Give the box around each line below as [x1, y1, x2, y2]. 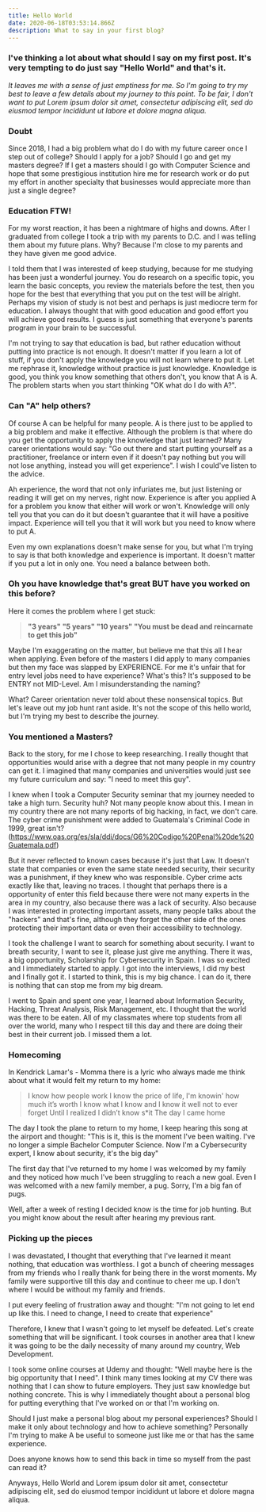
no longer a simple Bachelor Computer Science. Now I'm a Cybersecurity [8, 1140, 248, 1150]
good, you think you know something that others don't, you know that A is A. [8, 372, 258, 381]
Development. [8, 1349, 54, 1358]
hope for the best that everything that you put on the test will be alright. [8, 289, 241, 299]
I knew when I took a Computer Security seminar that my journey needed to [8, 790, 255, 799]
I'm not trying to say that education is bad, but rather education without [8, 339, 241, 348]
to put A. [8, 526, 36, 536]
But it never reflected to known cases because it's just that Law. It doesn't [8, 856, 249, 865]
